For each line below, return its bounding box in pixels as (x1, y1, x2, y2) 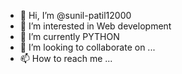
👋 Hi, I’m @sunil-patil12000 (19, 10, 132, 21)
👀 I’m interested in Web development (19, 20, 172, 32)
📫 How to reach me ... (19, 53, 113, 64)
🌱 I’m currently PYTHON (19, 31, 120, 42)
